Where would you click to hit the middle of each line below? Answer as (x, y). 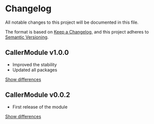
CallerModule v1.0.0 (37, 53)
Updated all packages (35, 70)
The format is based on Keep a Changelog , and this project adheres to (77, 32)
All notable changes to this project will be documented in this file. (72, 22)
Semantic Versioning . (27, 37)
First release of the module (40, 107)
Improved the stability (35, 64)
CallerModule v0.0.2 (38, 95)
